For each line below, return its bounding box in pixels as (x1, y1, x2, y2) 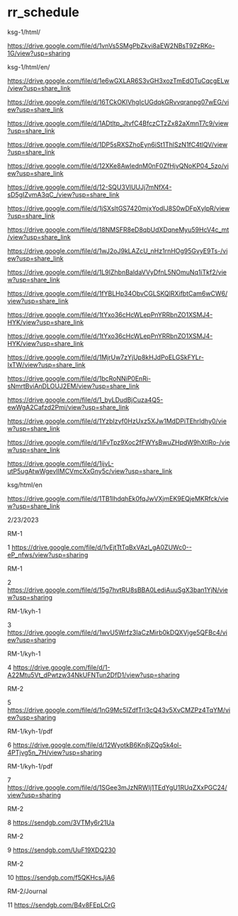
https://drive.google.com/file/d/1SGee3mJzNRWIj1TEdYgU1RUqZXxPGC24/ (7, 783, 228, 791)
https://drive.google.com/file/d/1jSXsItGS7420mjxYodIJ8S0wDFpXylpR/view (7, 203, 230, 213)
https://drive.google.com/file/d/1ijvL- (7, 459, 115, 468)
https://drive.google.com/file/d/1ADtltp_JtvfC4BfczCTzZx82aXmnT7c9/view (7, 118, 229, 128)
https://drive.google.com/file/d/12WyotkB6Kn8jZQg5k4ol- (13, 740, 182, 749)
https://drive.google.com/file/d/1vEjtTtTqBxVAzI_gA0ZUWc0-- (11, 543, 193, 552)
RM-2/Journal (7, 887, 48, 895)
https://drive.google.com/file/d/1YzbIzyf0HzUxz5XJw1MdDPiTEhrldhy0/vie (7, 416, 227, 425)
